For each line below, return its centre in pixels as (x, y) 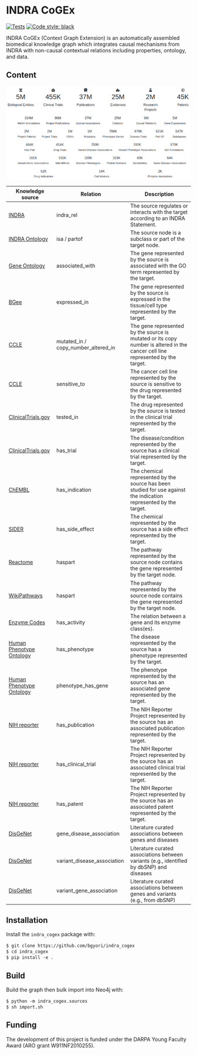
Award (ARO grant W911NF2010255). (50, 1045)
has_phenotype (75, 649)
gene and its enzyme (155, 622)
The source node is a (155, 233)
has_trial (67, 450)
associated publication (157, 728)
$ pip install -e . (30, 958)
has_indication (74, 490)
